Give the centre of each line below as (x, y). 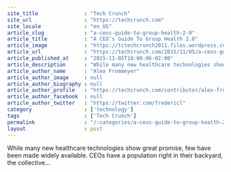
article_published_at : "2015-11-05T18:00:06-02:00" (90, 58)
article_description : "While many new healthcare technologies (109, 65)
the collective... (29, 163)
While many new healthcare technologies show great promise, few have (109, 148)
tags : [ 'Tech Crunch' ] (72, 116)
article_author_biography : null (55, 84)
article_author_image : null (55, 77)
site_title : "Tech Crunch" (69, 13)
